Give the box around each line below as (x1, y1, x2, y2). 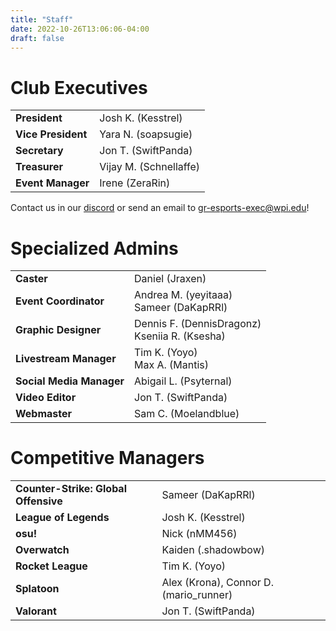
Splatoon (15, 582, 60, 596)
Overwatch (15, 543, 70, 557)
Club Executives (10, 76, 148, 99)
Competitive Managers (10, 447, 205, 470)
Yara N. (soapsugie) (99, 127, 193, 141)
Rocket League (15, 559, 88, 573)
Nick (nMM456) (161, 527, 238, 541)
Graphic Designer (15, 323, 102, 337)
